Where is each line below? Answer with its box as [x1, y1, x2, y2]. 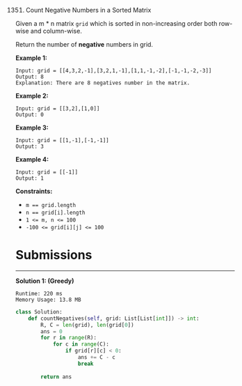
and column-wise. [30, 27, 83, 35]
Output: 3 [15, 143, 45, 150]
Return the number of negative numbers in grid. [15, 40, 153, 48]
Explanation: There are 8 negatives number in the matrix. [15, 79, 191, 86]
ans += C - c [77, 354, 116, 361]
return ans [40, 373, 72, 380]
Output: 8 [15, 73, 45, 80]
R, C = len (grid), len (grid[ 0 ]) [40, 321, 135, 328]
